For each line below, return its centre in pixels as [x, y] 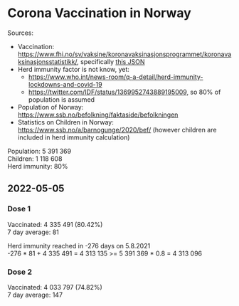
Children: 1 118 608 [35, 159]
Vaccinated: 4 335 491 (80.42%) [55, 224]
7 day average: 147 [35, 295]
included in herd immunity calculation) [74, 137]
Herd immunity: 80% [38, 166]
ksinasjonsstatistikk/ [47, 61]
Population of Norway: [51, 107]
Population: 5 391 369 [39, 151]
